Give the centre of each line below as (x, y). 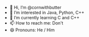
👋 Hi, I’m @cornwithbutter (36, 7)
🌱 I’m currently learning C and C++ (44, 18)
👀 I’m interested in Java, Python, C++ (47, 12)
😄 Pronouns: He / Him (32, 30)
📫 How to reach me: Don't (36, 23)
